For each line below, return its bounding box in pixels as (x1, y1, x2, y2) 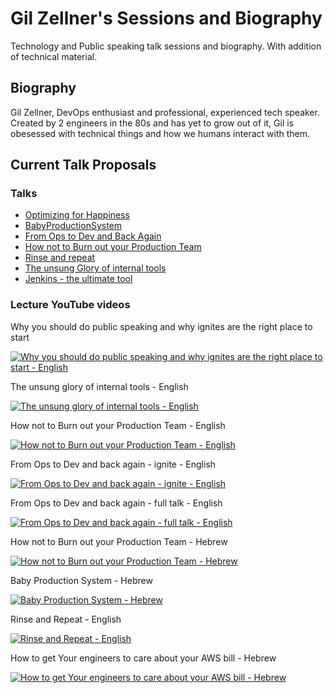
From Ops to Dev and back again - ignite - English (10, 458, 217, 470)
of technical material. (10, 50, 98, 62)
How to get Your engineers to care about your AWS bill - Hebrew (10, 652, 277, 664)
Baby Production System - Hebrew (10, 574, 153, 586)
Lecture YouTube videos (10, 298, 131, 312)
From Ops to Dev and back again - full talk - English (10, 497, 223, 509)
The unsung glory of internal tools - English (10, 380, 189, 392)
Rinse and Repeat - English (10, 613, 122, 625)
